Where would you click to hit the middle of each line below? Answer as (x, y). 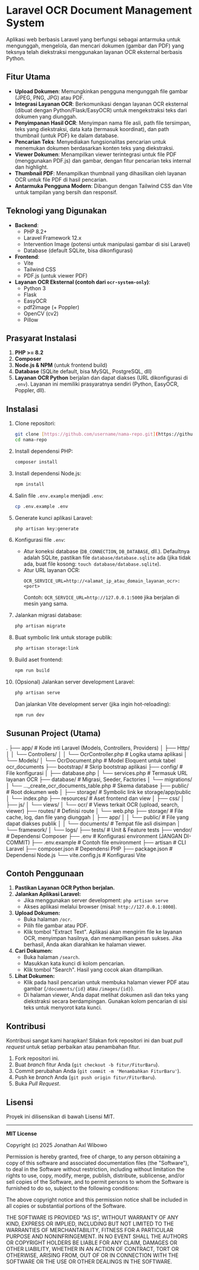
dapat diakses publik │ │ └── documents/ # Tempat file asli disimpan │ (93, 823)
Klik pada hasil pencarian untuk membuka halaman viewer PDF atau (106, 982)
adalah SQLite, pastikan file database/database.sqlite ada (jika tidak (107, 558)
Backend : (27, 225)
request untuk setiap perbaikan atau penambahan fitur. (73, 1047)
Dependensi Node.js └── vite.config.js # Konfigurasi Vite (76, 855)
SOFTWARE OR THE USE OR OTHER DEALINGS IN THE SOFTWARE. (89, 1262)
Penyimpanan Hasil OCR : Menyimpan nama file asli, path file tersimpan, (103, 123)
